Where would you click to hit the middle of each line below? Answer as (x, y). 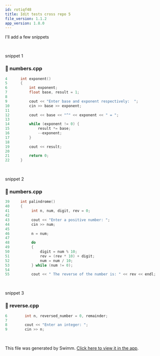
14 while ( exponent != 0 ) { (42, 124)
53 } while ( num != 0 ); (39, 265)
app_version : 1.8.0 (25, 23)
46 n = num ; (27, 234)
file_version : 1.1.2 (26, 19)
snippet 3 (15, 293)
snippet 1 (14, 56)
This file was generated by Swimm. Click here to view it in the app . (72, 348)
